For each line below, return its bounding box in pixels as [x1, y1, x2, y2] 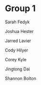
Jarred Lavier [5, 37, 31, 44]
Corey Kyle [5, 56, 27, 62]
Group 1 [5, 3, 36, 14]
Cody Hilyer [5, 47, 29, 53]
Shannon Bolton [5, 75, 37, 81]
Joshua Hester [5, 28, 34, 34]
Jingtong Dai [5, 66, 30, 72]
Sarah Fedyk [5, 19, 30, 25]
